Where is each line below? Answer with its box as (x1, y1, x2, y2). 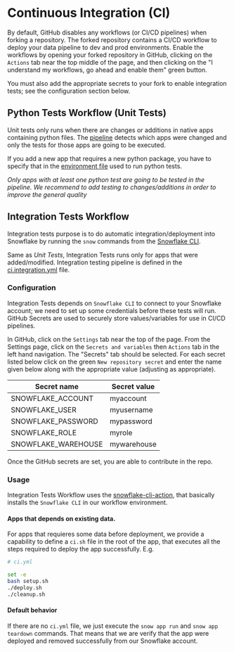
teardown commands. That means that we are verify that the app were (7, 629, 209, 637)
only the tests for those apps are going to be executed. (7, 141, 167, 149)
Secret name (34, 381, 79, 391)
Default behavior (7, 606, 58, 615)
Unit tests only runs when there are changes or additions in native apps (7, 125, 214, 134)
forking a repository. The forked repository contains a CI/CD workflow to (7, 35, 217, 44)
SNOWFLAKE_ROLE (11, 428, 77, 437)
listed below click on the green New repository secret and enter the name (7, 357, 222, 366)
